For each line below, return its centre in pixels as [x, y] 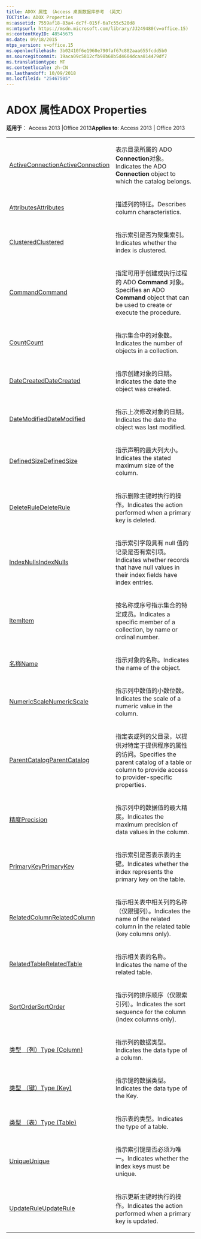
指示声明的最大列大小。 [149, 450]
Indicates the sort [161, 1004]
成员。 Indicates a [146, 614]
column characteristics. [148, 212]
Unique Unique [29, 1161]
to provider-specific [144, 777]
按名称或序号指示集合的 [149, 605]
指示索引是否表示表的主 [149, 855]
